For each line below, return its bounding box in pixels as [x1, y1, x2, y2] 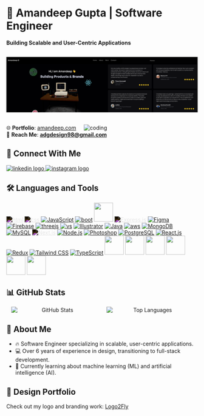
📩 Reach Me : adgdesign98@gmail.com [6, 131, 107, 138]
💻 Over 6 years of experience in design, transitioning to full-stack [15, 347, 181, 355]
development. [15, 356, 50, 364]
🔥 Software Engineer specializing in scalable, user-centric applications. [15, 340, 194, 347]
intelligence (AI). [15, 369, 56, 377]
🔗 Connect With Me [6, 149, 81, 159]
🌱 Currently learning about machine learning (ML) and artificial [15, 363, 172, 370]
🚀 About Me [6, 324, 52, 334]
